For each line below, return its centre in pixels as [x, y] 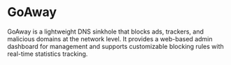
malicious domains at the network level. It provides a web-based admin [110, 38]
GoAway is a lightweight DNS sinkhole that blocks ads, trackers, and [106, 31]
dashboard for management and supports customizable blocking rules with [115, 46]
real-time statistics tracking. [48, 54]
